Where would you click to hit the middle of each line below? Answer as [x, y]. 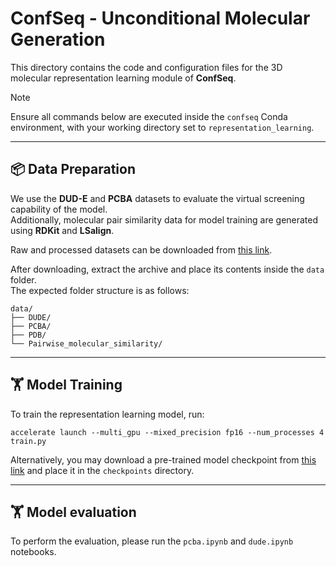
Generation [58, 39]
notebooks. [33, 552]
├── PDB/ [28, 335]
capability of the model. [59, 209]
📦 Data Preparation [73, 169]
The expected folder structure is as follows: [100, 290]
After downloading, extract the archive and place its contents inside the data [167, 269]
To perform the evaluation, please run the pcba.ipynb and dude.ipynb [152, 541]
